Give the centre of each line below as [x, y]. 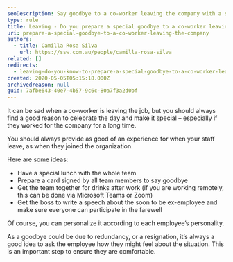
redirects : [23, 65]
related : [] [24, 59]
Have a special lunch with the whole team [77, 173]
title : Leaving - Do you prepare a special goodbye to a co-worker [107, 26]
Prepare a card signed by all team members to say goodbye [103, 180]
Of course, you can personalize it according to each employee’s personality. [115, 223]
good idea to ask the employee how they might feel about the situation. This [115, 244]
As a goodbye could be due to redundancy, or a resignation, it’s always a [111, 237]
